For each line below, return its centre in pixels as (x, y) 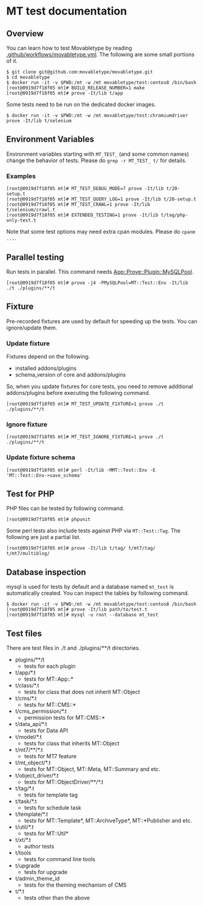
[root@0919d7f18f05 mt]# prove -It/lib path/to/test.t (77, 610)
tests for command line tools (60, 859)
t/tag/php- (175, 215)
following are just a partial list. (44, 537)
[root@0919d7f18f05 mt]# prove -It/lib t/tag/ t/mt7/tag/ (81, 548)
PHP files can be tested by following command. (65, 508)
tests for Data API (46, 730)
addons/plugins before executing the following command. (78, 393)
